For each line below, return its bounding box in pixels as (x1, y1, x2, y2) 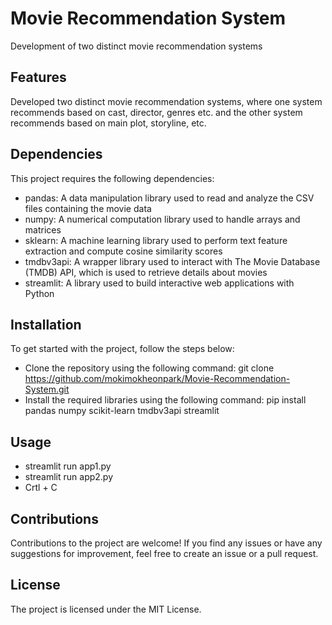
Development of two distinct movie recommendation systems (10, 40, 263, 52)
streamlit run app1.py (24, 460, 112, 472)
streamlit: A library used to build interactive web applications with (24, 277, 295, 289)
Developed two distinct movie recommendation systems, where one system (10, 95, 323, 107)
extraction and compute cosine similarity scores (24, 245, 223, 257)
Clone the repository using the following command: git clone (24, 362, 275, 374)
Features (10, 69, 67, 86)
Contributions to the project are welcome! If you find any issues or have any (10, 537, 323, 549)
